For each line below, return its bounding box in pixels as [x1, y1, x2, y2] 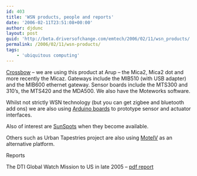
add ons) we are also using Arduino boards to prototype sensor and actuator [6, 105, 191, 112]
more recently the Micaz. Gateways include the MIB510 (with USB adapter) [6, 75, 186, 82]
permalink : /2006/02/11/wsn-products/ [6, 42, 101, 48]
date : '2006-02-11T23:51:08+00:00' [6, 19, 93, 25]
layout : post [6, 31, 38, 36]
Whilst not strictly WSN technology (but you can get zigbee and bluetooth [6, 98, 185, 106]
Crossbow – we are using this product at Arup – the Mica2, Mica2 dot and [6, 68, 184, 75]
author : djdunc [6, 25, 43, 31]
